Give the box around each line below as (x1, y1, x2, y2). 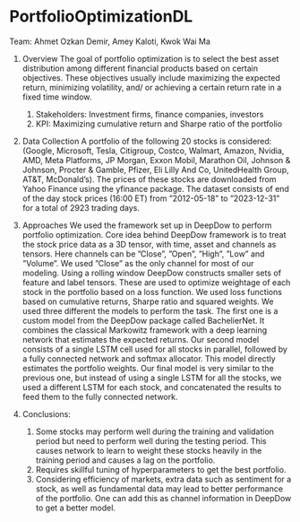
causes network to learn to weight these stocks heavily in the (35, 445, 262, 456)
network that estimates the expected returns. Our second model (21, 334, 260, 344)
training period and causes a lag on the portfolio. (35, 455, 216, 465)
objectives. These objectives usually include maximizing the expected (21, 72, 280, 83)
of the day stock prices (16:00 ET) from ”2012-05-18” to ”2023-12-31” (21, 193, 280, 204)
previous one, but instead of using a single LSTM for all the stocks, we (21, 372, 282, 383)
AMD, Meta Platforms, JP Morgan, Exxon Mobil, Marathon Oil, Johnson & (21, 154, 291, 165)
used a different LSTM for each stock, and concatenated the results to (21, 381, 282, 392)
